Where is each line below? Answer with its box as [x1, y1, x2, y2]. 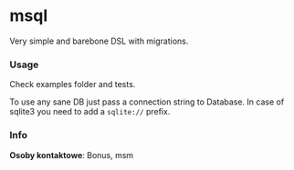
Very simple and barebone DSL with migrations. [9, 35, 189, 46]
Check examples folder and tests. [9, 79, 136, 90]
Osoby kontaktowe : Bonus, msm [9, 149, 134, 160]
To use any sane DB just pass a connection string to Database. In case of [9, 96, 285, 107]
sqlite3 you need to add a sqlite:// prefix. [9, 106, 171, 117]
